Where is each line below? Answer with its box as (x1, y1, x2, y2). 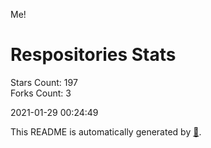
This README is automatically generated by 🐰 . (10, 125, 202, 138)
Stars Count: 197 (10, 76, 78, 88)
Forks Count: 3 (10, 87, 72, 99)
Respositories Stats (10, 44, 177, 66)
